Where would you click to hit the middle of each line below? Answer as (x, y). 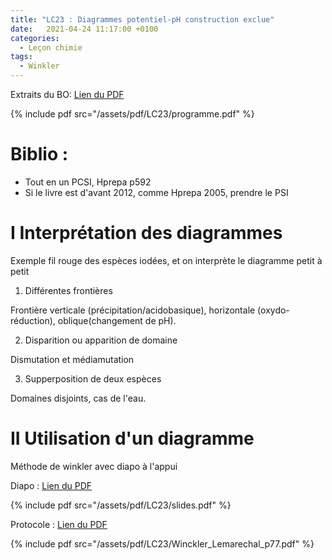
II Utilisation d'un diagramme (132, 438)
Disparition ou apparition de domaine (101, 340)
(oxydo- (273, 310)
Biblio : (39, 154)
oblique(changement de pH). (117, 320)
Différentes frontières (68, 290)
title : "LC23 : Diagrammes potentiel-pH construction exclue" (142, 19)
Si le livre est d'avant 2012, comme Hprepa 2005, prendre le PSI (156, 192)
